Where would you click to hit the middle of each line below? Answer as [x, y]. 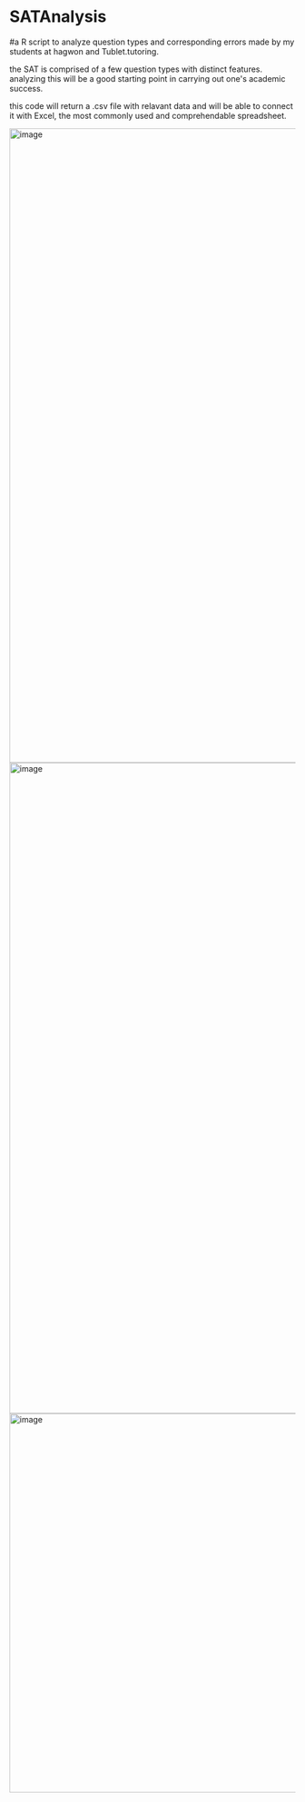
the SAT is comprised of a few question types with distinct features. [136, 69]
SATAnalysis [58, 17]
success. [26, 88]
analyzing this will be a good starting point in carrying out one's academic [148, 78]
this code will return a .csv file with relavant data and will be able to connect [151, 105]
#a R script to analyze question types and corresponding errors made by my [152, 42]
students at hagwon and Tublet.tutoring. [84, 51]
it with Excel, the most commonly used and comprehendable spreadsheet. [148, 115]
